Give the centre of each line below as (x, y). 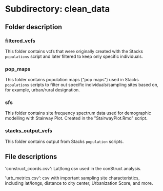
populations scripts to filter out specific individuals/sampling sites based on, (82, 85)
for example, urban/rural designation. (42, 90)
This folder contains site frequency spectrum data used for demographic (78, 113)
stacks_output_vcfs (29, 131)
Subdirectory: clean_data (57, 9)
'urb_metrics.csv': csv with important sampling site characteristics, (72, 178)
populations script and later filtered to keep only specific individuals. (74, 56)
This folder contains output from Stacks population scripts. (64, 141)
